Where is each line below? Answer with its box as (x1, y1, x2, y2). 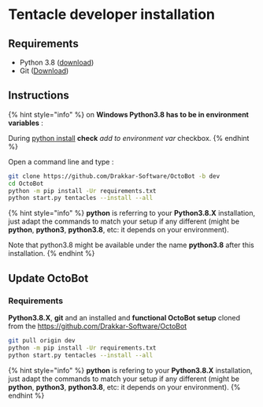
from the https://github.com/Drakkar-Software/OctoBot (8, 321, 187, 331)
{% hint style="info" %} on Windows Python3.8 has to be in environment (8, 109, 250, 119)
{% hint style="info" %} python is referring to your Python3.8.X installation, (8, 209, 256, 218)
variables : (8, 118, 43, 128)
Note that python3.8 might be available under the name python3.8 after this (8, 240, 254, 250)
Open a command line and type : (8, 157, 114, 166)
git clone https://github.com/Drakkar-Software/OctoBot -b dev (8, 172, 220, 180)
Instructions (8, 89, 69, 102)
